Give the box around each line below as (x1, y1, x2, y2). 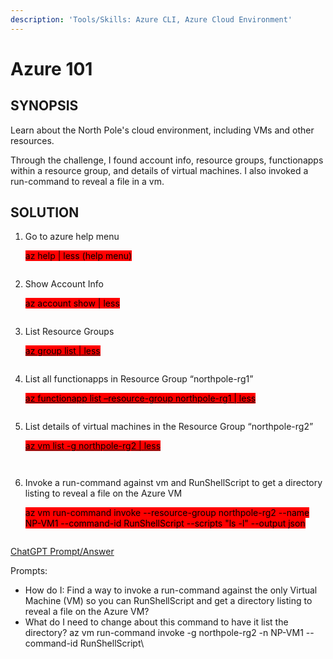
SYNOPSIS (10, 97, 79, 115)
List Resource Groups (24, 326, 115, 338)
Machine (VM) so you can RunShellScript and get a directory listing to (24, 595, 313, 607)
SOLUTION (10, 204, 80, 221)
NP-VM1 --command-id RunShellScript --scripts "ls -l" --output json (24, 517, 306, 530)
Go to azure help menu (24, 231, 120, 243)
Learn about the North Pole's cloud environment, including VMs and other (10, 124, 315, 136)
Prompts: (10, 565, 48, 577)
